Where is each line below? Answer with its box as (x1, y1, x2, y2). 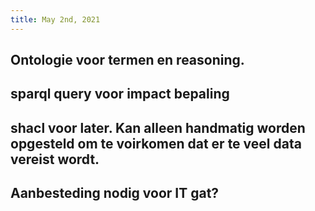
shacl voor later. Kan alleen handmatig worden (10, 119, 306, 136)
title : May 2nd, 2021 (10, 14, 101, 25)
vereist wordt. (10, 151, 100, 168)
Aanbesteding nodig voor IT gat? (10, 185, 220, 202)
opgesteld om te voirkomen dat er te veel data (10, 135, 302, 152)
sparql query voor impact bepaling (10, 86, 230, 103)
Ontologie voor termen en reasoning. (10, 52, 245, 69)
